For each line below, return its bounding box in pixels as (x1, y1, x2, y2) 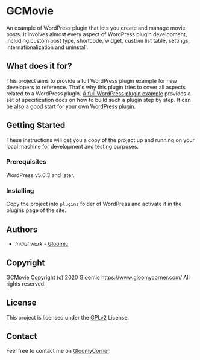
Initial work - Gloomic (14, 240, 69, 247)
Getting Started (6, 120, 66, 130)
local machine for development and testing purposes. (6, 143, 139, 150)
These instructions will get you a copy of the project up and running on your (6, 136, 195, 143)
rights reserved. (6, 280, 46, 288)
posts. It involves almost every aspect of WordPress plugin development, (6, 30, 187, 37)
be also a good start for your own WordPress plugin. (6, 103, 136, 110)
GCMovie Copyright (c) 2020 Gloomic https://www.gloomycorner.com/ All (6, 274, 190, 281)
